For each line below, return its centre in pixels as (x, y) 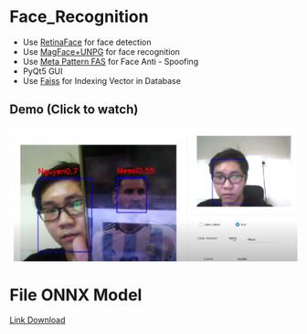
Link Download (37, 320)
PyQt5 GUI (42, 71)
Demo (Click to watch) (74, 110)
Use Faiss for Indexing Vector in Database (101, 80)
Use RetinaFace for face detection (87, 42)
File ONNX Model (76, 295)
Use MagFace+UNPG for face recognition (101, 51)
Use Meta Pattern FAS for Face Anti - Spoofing (111, 61)
